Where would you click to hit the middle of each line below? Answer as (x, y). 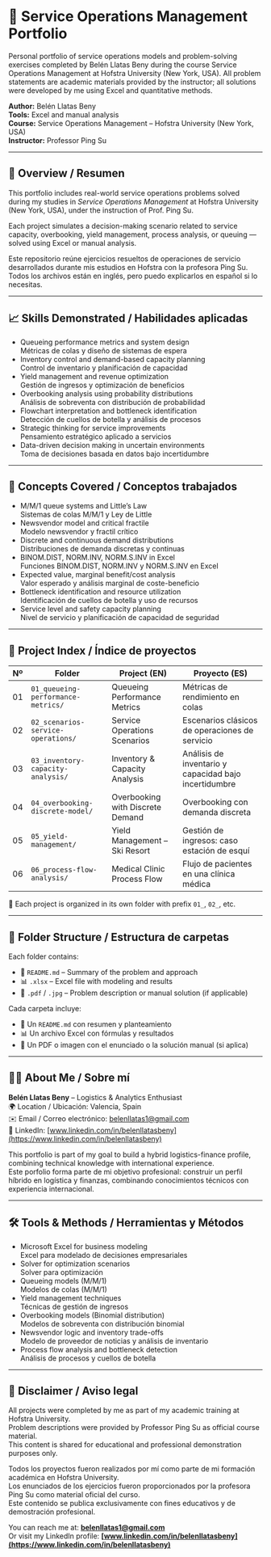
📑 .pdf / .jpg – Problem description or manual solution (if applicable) (134, 993)
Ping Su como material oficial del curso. (75, 1495)
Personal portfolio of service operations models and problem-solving (123, 56)
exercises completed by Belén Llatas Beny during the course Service (123, 65)
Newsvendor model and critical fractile (84, 523)
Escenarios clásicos (220, 720)
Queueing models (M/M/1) (63, 1281)
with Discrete (137, 808)
